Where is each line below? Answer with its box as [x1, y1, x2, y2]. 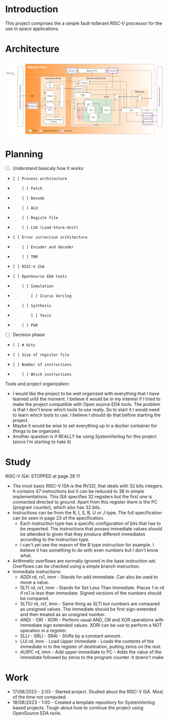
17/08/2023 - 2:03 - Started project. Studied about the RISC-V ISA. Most [12, 688, 163, 694]
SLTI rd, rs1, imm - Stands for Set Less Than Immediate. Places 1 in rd [20, 584, 164, 590]
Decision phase [12, 331, 45, 337]
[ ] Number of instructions [12, 362, 72, 367]
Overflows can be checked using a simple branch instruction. [12, 563, 140, 569]
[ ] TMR [22, 254, 38, 259]
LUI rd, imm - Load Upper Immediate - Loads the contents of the [20, 638, 154, 644]
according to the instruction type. [20, 536, 90, 543]
